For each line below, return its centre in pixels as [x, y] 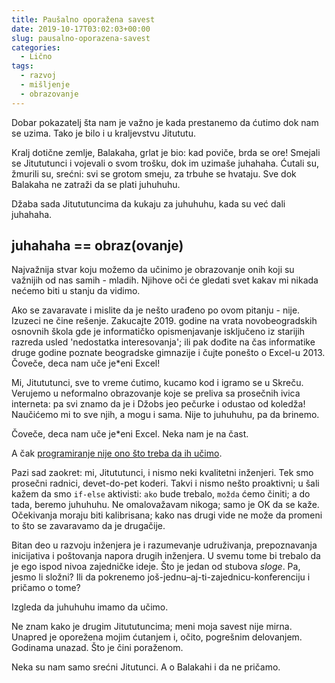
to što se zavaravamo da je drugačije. [88, 526]
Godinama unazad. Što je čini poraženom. [97, 648]
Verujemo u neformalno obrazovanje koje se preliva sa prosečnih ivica [156, 393]
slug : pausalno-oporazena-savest [81, 38]
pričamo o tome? [46, 588]
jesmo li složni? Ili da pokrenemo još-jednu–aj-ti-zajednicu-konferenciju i [161, 577]
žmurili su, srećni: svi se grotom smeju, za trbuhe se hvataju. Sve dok [154, 173]
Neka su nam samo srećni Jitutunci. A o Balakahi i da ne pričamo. [146, 667]
